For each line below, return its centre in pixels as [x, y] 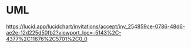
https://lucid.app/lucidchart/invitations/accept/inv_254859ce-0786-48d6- [95, 26]
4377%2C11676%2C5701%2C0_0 [47, 39]
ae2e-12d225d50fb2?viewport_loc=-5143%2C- [64, 32]
